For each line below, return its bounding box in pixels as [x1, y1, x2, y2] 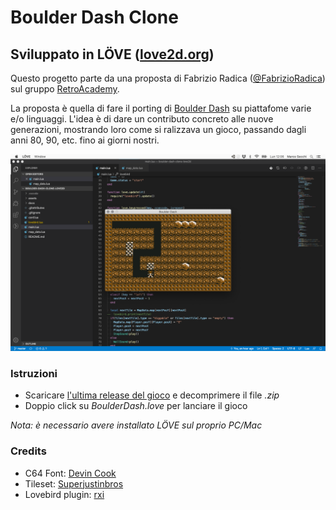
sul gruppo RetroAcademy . [10, 83, 120, 95]
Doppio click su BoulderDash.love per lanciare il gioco [24, 400, 248, 412]
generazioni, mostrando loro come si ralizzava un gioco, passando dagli [10, 124, 307, 135]
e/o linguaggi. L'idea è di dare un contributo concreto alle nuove [10, 113, 274, 125]
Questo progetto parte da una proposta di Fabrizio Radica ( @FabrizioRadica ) [10, 72, 326, 84]
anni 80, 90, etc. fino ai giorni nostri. [10, 134, 160, 146]
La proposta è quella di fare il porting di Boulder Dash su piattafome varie [10, 102, 312, 114]
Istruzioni [10, 366, 58, 380]
